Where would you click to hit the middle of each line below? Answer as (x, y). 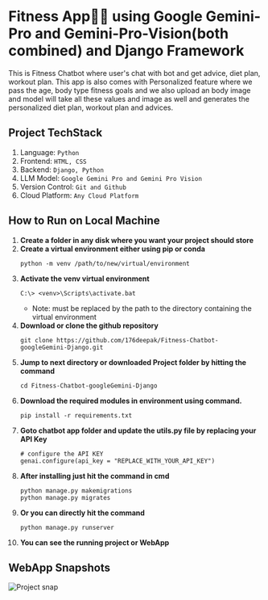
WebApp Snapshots (60, 567)
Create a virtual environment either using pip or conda (112, 249)
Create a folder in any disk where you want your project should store (137, 240)
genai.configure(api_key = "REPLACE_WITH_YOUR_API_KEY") (118, 461)
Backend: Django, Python (62, 170)
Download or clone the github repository (89, 325)
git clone (37, 340)
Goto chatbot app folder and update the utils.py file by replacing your (138, 430)
